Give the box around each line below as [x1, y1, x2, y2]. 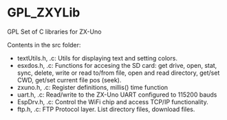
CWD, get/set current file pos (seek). [17, 75, 122, 84]
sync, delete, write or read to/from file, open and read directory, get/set [17, 69, 220, 77]
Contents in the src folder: [7, 40, 81, 49]
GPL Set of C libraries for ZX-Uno [7, 27, 102, 36]
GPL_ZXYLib [7, 5, 80, 21]
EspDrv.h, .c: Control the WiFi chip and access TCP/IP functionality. [17, 97, 208, 106]
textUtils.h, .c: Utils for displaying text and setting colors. [17, 53, 177, 62]
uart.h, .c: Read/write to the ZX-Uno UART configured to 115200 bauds [17, 91, 217, 99]
